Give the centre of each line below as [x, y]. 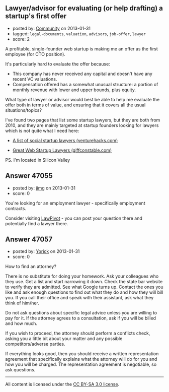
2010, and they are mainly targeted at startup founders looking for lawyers [82, 125]
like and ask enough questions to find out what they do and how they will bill [84, 292]
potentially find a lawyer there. [37, 223]
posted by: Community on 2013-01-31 [52, 28]
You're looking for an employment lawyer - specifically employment [75, 203]
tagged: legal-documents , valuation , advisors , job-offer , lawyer [79, 34]
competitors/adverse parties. [35, 344]
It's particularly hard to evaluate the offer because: [58, 64]
